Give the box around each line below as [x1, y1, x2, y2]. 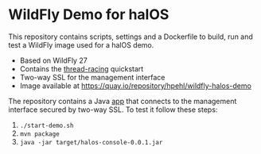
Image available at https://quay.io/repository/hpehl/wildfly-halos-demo [19, 81, 252, 90]
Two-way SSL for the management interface [19, 72, 166, 82]
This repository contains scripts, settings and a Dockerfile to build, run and [8, 32, 253, 41]
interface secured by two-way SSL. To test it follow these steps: [8, 105, 218, 114]
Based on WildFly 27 [19, 56, 88, 65]
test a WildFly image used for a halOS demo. [8, 40, 154, 49]
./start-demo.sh [19, 121, 74, 129]
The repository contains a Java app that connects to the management [8, 96, 237, 106]
